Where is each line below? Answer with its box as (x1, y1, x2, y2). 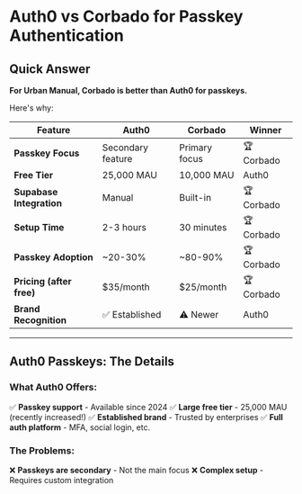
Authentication (9, 25, 124, 46)
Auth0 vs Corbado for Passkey (9, 6, 244, 27)
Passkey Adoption (13, 250, 93, 263)
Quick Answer (9, 61, 91, 76)
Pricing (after (13, 274, 72, 287)
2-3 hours (102, 220, 147, 233)
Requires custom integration (9, 474, 114, 485)
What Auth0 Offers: (9, 381, 97, 393)
